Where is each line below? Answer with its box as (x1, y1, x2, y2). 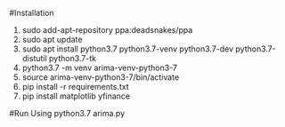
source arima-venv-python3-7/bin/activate (21, 72, 180, 83)
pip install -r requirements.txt (21, 82, 129, 91)
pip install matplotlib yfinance (21, 91, 131, 101)
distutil (21, 53, 47, 63)
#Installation (9, 8, 55, 18)
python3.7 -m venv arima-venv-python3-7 (21, 62, 178, 73)
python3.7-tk (48, 53, 96, 63)
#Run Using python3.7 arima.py (9, 108, 126, 118)
